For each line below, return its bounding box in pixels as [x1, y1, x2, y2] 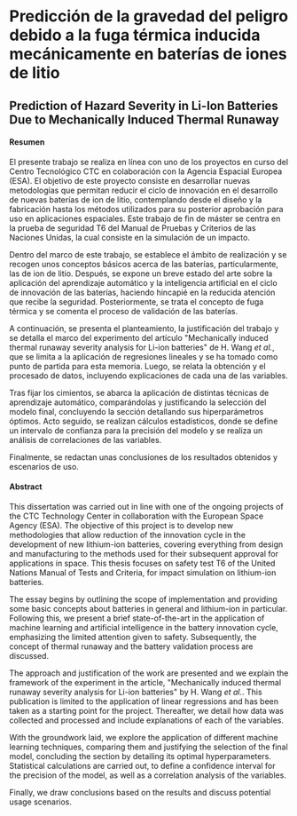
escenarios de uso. [9, 461, 80, 471]
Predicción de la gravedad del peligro [9, 6, 289, 27]
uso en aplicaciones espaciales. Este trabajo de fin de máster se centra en [9, 213, 281, 224]
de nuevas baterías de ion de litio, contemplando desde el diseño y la [9, 194, 262, 205]
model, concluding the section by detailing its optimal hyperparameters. [9, 750, 272, 761]
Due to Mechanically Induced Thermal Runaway [9, 112, 279, 127]
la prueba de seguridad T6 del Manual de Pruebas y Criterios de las [9, 222, 256, 233]
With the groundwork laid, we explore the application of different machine [9, 732, 278, 742]
